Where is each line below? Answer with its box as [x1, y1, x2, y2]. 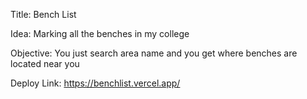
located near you [10, 58, 80, 69]
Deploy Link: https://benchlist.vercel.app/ [10, 77, 181, 89]
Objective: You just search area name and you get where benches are [10, 47, 298, 59]
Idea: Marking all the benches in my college [10, 28, 190, 39]
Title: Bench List [10, 9, 77, 20]
